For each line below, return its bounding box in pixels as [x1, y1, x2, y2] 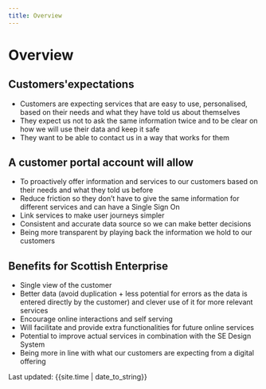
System [19, 340, 45, 349]
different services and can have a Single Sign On [19, 202, 181, 212]
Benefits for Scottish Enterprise [8, 259, 169, 273]
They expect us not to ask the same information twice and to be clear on [19, 116, 258, 125]
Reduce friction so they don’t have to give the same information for [19, 194, 240, 203]
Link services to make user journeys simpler [19, 210, 165, 220]
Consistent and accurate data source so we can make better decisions [19, 219, 252, 229]
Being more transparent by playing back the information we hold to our [19, 228, 252, 238]
